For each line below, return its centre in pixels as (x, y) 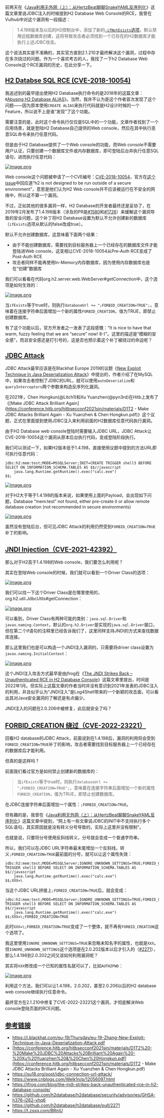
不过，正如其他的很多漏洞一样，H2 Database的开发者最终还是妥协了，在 (78, 206)
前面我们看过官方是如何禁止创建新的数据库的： (52, 772)
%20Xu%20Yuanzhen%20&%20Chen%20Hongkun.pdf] (69, 1059)
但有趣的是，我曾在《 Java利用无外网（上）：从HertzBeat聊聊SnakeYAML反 (80, 815)
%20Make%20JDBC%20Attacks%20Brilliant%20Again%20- (74, 1053)
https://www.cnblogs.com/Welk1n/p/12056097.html (63, 1079)
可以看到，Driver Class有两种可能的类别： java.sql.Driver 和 (66, 619)
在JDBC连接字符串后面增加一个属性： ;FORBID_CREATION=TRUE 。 (68, 804)
